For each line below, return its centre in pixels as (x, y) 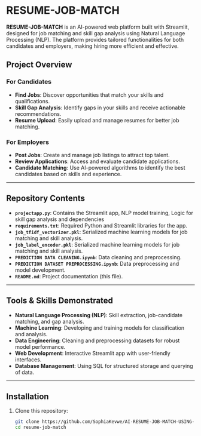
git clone (27, 422)
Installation (28, 396)
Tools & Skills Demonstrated (60, 301)
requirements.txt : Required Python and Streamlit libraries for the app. (101, 225)
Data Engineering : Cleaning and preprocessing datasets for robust (97, 340)
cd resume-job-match (40, 428)
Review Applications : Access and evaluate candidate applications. (98, 161)
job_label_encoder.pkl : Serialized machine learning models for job (97, 244)
